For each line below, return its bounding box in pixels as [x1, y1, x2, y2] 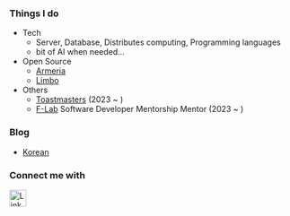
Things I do [9, 7, 59, 20]
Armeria [35, 65, 66, 76]
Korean [22, 146, 49, 157]
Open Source [22, 56, 72, 67]
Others [22, 84, 48, 96]
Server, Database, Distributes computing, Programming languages [35, 37, 281, 48]
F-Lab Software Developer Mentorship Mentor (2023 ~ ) [35, 104, 244, 115]
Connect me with [9, 168, 85, 181]
